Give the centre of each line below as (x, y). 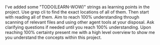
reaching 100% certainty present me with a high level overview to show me (80, 32)
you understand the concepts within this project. (53, 37)
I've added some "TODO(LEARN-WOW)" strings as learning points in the (78, 7)
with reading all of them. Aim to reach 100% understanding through (72, 17)
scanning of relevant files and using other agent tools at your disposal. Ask (80, 22)
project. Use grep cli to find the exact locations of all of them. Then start (77, 12)
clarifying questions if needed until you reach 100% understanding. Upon (78, 27)
